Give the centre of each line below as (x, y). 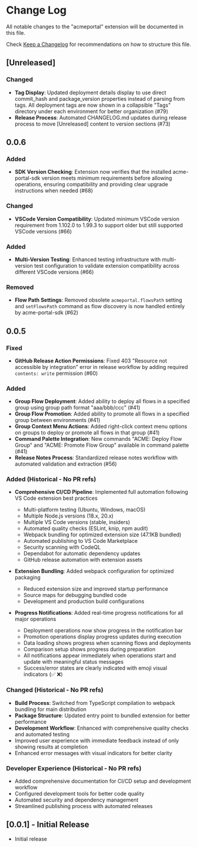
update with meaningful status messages (73, 662)
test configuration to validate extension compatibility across (107, 265)
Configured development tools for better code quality (79, 794)
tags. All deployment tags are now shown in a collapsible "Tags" (93, 105)
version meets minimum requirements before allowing (107, 178)
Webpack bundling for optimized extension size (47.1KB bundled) (102, 535)
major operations (35, 619)
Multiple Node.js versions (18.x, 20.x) (68, 516)
